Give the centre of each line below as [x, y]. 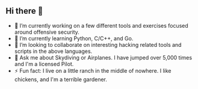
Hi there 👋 [24, 11]
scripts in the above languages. [53, 51]
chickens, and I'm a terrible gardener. [61, 79]
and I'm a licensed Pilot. [44, 64]
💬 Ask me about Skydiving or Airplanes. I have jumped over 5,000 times [103, 57]
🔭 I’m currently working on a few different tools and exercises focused [101, 25]
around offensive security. [47, 32]
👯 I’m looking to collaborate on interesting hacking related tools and [98, 44]
